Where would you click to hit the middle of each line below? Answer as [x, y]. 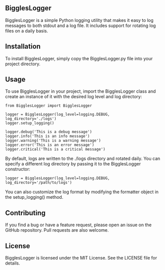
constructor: [18, 169]
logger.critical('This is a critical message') [55, 149]
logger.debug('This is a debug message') [49, 132]
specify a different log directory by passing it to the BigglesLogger [73, 164]
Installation [23, 47]
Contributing [25, 213]
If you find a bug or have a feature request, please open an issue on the [78, 225]
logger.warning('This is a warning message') [53, 141]
